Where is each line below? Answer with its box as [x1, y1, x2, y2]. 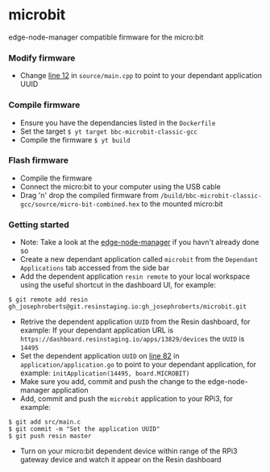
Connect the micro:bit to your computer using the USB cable [19, 181, 222, 191]
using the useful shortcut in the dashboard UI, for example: [19, 280, 216, 290]
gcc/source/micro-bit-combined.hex [19, 200, 140, 209]
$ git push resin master [8, 433, 92, 441]
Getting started [8, 219, 70, 230]
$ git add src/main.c [8, 418, 81, 426]
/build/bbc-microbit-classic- [160, 192, 262, 200]
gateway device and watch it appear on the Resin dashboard [19, 455, 222, 465]
